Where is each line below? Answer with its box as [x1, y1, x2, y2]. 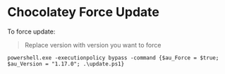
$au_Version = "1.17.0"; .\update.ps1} [7, 60, 125, 67]
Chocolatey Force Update [7, 4, 160, 20]
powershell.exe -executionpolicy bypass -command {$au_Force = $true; [7, 54, 219, 61]
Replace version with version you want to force [24, 40, 162, 49]
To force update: [7, 27, 56, 36]
